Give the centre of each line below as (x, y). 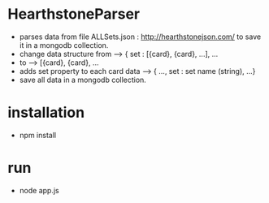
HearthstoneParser (74, 14)
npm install (38, 135)
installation (46, 112)
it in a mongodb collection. (64, 45)
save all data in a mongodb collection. (83, 80)
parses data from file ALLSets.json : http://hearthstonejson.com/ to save (140, 37)
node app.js (39, 190)
